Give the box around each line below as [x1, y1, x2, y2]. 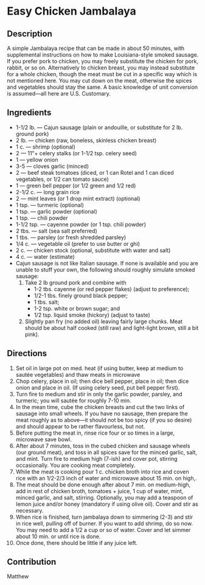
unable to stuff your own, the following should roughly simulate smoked [15, 266, 195, 273]
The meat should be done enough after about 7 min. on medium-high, [15, 481, 191, 488]
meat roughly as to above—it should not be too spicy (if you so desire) [15, 416, 192, 424]
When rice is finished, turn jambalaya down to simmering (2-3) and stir [15, 513, 193, 520]
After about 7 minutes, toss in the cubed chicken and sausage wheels [15, 442, 190, 449]
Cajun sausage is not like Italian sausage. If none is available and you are [15, 259, 198, 267]
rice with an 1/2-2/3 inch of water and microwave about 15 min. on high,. [15, 474, 197, 482]
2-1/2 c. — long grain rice [15, 188, 80, 195]
